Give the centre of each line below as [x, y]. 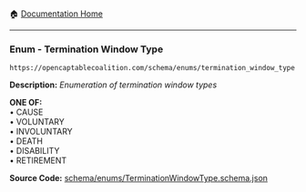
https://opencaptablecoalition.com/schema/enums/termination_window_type [153, 68]
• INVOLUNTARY [41, 132]
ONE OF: [26, 103]
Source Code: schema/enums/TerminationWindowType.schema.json [139, 178]
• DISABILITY [35, 151]
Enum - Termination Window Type [87, 49]
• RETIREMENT [38, 161]
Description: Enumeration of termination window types [113, 85]
